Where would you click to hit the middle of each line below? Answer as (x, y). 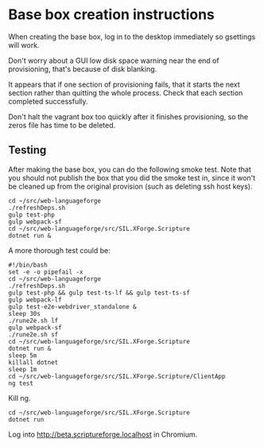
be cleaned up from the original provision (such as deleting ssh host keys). (130, 186)
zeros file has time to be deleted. (62, 125)
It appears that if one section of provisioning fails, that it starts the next (124, 84)
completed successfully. (49, 101)
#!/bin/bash (28, 265)
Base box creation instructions (111, 15)
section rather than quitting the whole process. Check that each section (126, 92)
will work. (24, 45)
